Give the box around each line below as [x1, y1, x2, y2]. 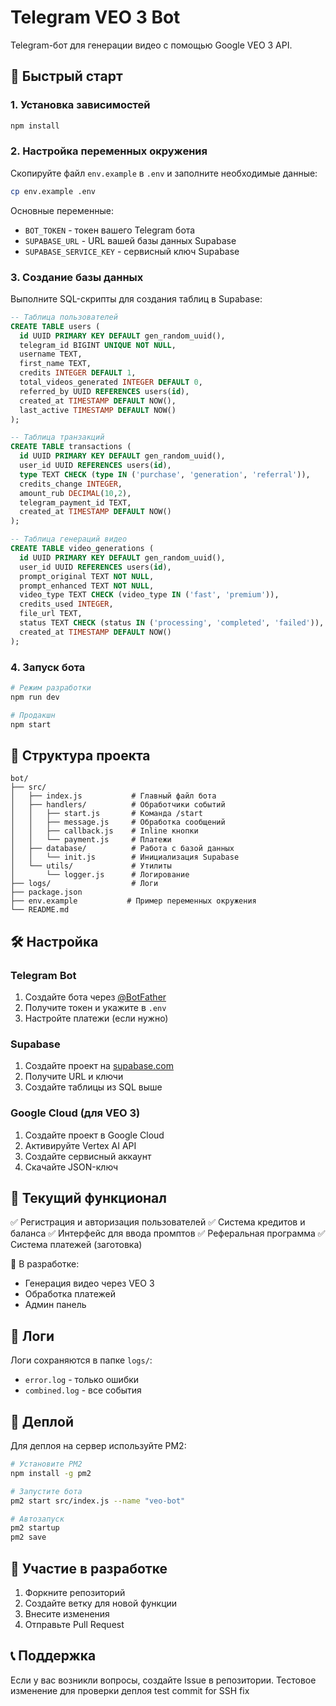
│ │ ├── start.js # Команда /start [10, 809, 203, 819]
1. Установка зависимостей [10, 98, 151, 112]
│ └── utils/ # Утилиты [10, 861, 172, 871]
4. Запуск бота [10, 660, 86, 674]
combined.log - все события [24, 1384, 142, 1396]
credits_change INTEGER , [19, 479, 123, 489]
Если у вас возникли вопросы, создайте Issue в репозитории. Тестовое [10, 1674, 317, 1686]
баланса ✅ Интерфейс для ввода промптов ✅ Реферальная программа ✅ [10, 1227, 326, 1240]
